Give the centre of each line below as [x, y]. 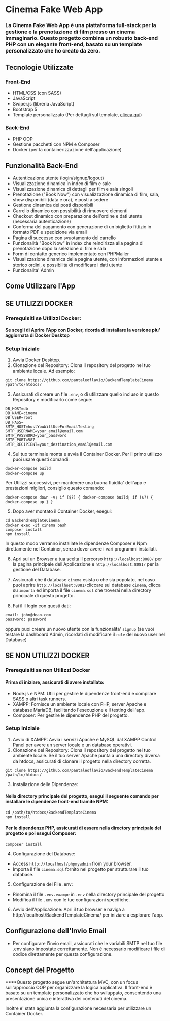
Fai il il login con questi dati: [42, 606]
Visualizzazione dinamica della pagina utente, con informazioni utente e [88, 259]
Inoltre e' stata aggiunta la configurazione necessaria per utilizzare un [78, 1008]
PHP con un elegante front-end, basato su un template [74, 44]
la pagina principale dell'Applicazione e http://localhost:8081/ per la [86, 564]
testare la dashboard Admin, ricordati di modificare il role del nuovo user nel [85, 634]
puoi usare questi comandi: [41, 459]
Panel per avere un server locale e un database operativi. [72, 745]
